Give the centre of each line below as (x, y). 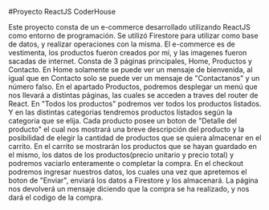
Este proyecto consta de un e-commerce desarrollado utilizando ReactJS (129, 27)
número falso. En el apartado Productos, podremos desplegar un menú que (133, 87)
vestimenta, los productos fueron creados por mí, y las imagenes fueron (128, 52)
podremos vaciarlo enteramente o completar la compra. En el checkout (126, 163)
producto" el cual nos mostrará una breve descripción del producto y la (126, 129)
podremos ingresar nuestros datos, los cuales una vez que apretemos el (128, 172)
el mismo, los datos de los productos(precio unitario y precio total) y (121, 155)
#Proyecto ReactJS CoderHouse (62, 12)
